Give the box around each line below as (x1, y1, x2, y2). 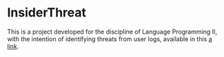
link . (7, 42, 19, 50)
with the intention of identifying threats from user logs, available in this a (7, 34, 212, 43)
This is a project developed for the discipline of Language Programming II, (7, 27, 217, 36)
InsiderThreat (7, 5, 87, 21)
